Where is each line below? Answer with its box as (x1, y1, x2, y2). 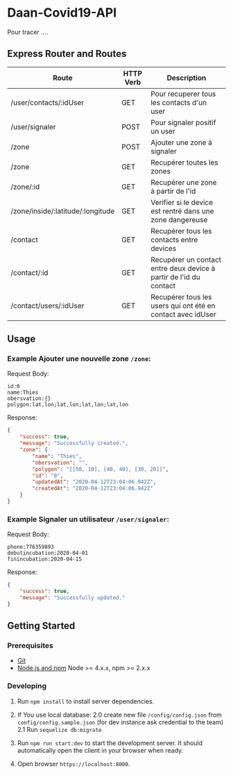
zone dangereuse (150, 215, 208, 224)
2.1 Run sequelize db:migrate (17, 725, 102, 733)
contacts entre (150, 235, 198, 244)
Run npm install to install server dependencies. (17, 697, 155, 706)
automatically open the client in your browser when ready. (17, 746, 184, 754)
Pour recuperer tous (150, 89, 216, 99)
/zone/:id (10, 182, 40, 192)
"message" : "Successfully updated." (19, 594, 126, 601)
